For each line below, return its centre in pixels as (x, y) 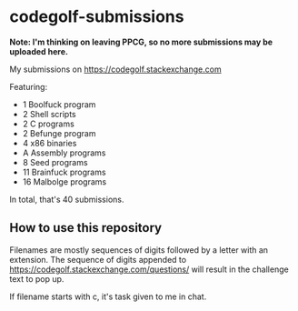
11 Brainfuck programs (64, 172)
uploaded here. (39, 51)
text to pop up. (37, 278)
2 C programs (48, 124)
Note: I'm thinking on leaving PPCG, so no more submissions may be (141, 42)
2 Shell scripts (50, 114)
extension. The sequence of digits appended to (98, 259)
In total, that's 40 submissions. (67, 199)
